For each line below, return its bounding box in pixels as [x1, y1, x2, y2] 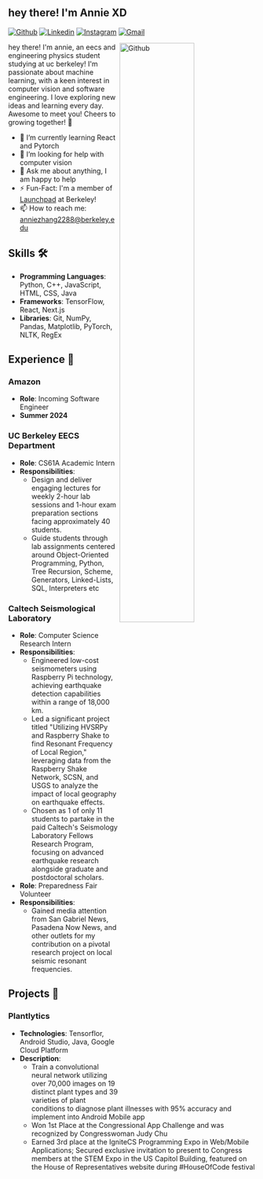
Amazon [8, 376, 41, 387]
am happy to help [19, 174, 76, 184]
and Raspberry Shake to [31, 730, 110, 740]
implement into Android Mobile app [31, 1111, 145, 1122]
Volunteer [19, 889, 52, 899]
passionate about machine [8, 67, 94, 77]
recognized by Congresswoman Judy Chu [31, 1129, 168, 1138]
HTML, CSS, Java [19, 288, 77, 298]
